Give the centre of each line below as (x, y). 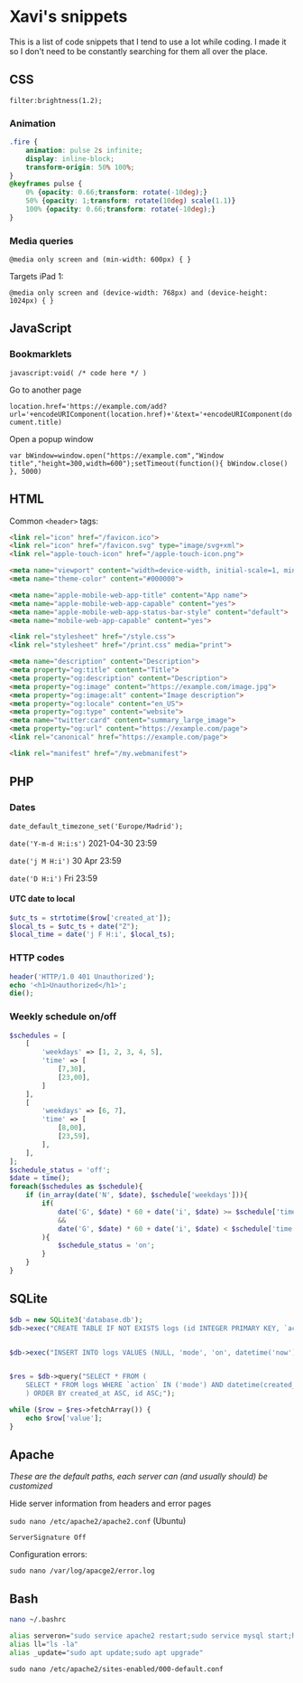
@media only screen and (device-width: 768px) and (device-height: (139, 293)
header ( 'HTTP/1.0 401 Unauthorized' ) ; (82, 977)
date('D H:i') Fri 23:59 (53, 878)
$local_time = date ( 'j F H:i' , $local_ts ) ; (92, 935)
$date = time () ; (40, 1178)
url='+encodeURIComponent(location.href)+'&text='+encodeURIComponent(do (151, 414)
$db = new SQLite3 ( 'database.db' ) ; (76, 1319)
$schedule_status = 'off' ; (60, 1170)
